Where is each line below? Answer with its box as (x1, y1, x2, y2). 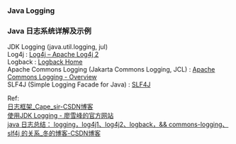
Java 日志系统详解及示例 (7, 26, 92, 35)
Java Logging (7, 6, 55, 16)
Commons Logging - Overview (7, 73, 97, 82)
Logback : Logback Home (7, 57, 83, 66)
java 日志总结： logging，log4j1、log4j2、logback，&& (7, 120, 168, 129)
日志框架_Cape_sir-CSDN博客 (7, 102, 94, 111)
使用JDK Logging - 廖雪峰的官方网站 (7, 111, 114, 120)
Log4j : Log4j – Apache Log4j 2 (7, 50, 99, 59)
